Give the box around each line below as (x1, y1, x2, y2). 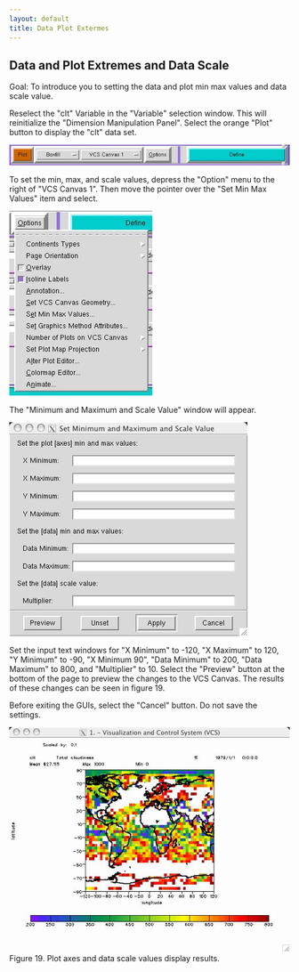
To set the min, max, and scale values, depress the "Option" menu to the (9, 174, 276, 184)
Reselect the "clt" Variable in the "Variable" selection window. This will (9, 108, 267, 119)
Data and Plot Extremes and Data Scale (9, 58, 230, 73)
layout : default (9, 14, 69, 23)
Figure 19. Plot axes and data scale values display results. (9, 953, 220, 964)
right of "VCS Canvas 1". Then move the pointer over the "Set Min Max (9, 183, 267, 194)
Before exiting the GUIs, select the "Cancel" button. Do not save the (9, 700, 258, 710)
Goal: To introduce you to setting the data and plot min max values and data (9, 81, 287, 93)
